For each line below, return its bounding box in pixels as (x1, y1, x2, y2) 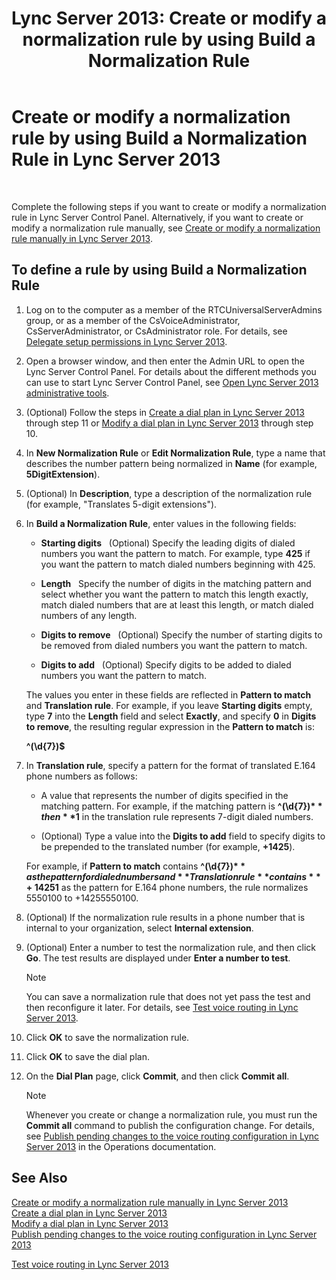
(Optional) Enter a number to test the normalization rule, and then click (25, 941, 317, 953)
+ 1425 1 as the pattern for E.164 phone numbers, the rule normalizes (25, 881, 309, 893)
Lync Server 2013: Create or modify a (11, 7, 327, 30)
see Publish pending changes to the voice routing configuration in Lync (25, 1130, 320, 1142)
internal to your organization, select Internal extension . (25, 922, 254, 934)
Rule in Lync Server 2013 (11, 148, 221, 171)
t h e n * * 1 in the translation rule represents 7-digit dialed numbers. (40, 810, 314, 822)
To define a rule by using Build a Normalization (11, 262, 308, 279)
